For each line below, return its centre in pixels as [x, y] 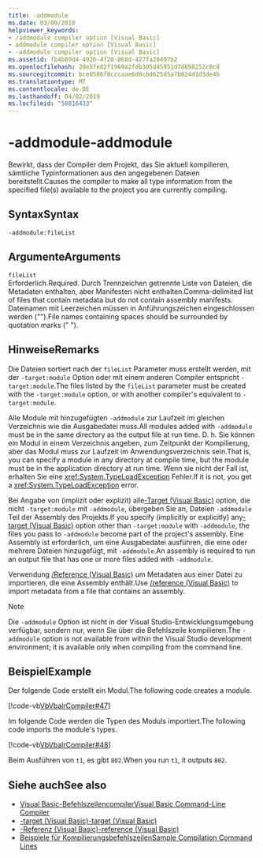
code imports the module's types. [63, 730]
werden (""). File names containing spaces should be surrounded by [118, 316]
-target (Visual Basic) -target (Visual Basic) [88, 821]
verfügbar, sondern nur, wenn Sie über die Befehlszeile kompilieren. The [124, 630]
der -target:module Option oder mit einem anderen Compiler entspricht [124, 377]
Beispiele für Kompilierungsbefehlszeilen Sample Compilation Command [136, 837]
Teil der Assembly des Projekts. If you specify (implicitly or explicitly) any [125, 517]
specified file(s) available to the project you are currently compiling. [118, 190]
